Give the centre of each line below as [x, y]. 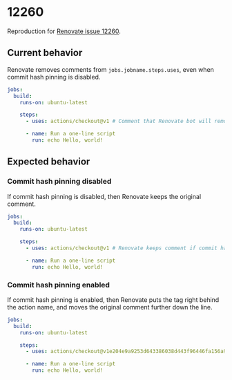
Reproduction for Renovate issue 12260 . [64, 31]
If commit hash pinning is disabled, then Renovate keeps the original [104, 196]
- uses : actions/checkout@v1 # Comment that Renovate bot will [118, 122]
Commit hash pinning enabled [59, 285]
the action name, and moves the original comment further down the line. [110, 307]
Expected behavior [49, 162]
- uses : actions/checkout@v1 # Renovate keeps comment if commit [121, 248]
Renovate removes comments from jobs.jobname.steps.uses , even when [110, 69]
